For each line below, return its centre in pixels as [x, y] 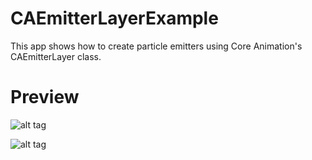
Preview [45, 97]
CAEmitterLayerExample [114, 18]
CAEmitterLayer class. [56, 56]
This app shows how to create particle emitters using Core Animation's [156, 46]
